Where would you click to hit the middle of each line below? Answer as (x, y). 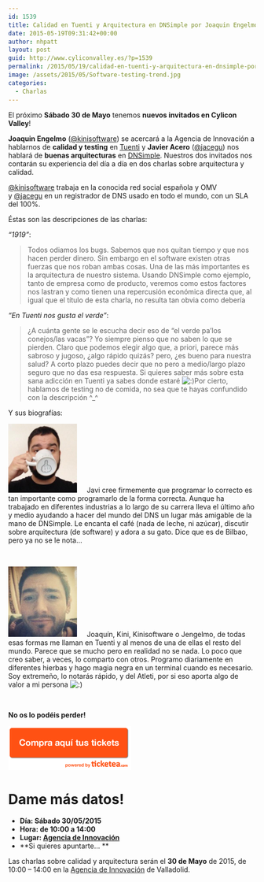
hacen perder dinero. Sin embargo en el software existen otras (128, 258)
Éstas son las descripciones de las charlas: (78, 219)
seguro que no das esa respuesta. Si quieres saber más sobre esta (136, 372)
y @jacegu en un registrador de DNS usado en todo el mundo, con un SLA (128, 195)
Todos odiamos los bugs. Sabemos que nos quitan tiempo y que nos (138, 250)
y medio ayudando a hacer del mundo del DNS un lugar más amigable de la (130, 515)
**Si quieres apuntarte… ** (64, 846)
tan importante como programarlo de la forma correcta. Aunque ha (116, 498)
